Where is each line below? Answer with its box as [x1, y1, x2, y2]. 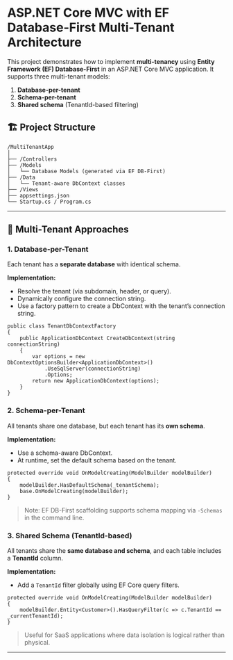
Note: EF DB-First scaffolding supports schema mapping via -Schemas [24, 506, 223, 514]
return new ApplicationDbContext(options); [32, 378, 159, 385]
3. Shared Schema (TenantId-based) [7, 531, 132, 540]
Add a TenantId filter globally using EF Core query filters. [17, 581, 180, 589]
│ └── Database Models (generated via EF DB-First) [7, 168, 166, 175]
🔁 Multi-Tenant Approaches [7, 224, 130, 236]
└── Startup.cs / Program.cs [7, 198, 92, 205]
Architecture [7, 35, 82, 50]
